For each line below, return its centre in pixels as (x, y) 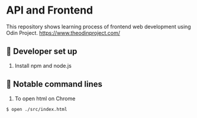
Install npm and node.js (43, 65)
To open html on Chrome (45, 99)
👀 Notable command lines (54, 84)
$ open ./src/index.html (37, 109)
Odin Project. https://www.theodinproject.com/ (63, 32)
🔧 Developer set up (42, 52)
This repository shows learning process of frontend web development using (98, 27)
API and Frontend (50, 10)
